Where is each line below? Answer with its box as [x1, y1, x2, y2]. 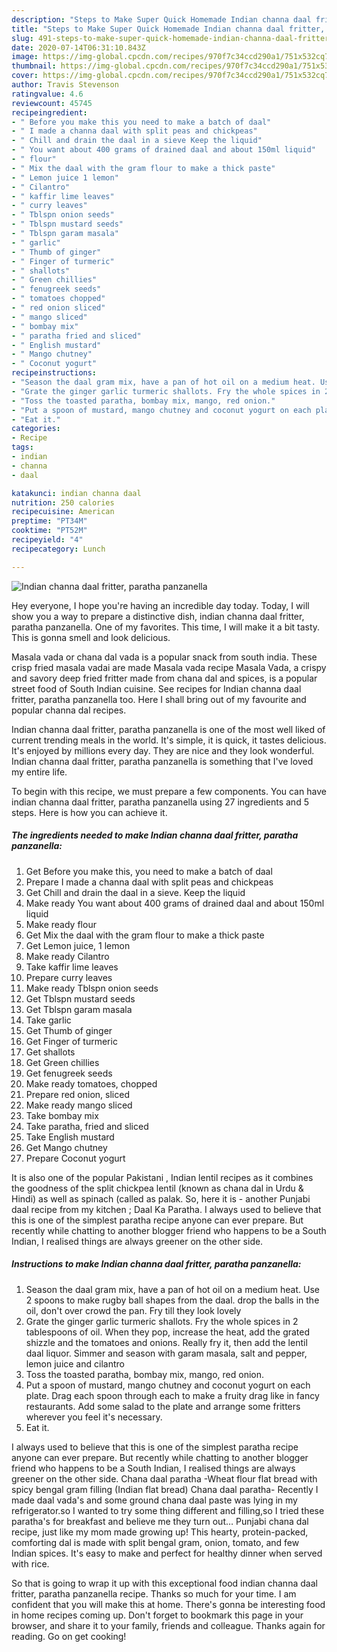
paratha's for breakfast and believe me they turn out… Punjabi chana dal [11, 1515, 309, 1527]
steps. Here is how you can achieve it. [11, 806, 168, 818]
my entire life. [11, 766, 68, 778]
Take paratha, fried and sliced [25, 1120, 149, 1132]
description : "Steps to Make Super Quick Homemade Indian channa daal [11, 14, 312, 25]
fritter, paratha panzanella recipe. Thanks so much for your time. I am [11, 1587, 297, 1600]
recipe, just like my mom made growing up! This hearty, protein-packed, [11, 1526, 309, 1538]
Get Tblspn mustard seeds [25, 992, 136, 1005]
